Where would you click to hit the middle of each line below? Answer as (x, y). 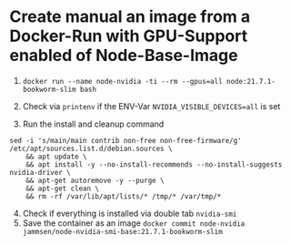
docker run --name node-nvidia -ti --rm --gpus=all (122, 81)
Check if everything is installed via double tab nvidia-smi (130, 213)
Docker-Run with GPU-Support (129, 36)
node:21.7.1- (251, 81)
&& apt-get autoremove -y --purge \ (95, 180)
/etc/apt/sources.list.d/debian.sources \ (91, 148)
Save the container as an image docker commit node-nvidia (134, 223)
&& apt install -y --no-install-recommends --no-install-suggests (154, 164)
